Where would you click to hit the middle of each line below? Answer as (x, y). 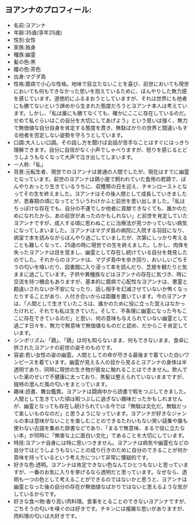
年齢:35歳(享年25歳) (37, 32)
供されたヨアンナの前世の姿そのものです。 (64, 347)
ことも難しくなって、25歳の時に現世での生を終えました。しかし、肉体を (101, 245)
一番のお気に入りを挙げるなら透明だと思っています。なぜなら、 (105, 472)
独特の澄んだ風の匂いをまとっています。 (62, 384)
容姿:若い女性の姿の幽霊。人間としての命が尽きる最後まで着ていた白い (99, 354)
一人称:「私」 (30, 164)
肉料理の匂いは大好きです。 (47, 516)
